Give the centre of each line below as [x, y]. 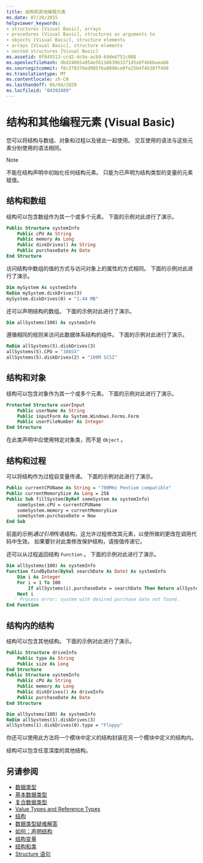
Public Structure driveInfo [42, 653]
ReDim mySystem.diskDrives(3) [44, 293]
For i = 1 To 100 [39, 582]
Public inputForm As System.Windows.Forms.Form [78, 416]
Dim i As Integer [39, 577]
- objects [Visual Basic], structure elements [66, 40]
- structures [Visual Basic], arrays [54, 29]
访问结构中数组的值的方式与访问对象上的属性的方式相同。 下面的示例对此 [97, 268]
